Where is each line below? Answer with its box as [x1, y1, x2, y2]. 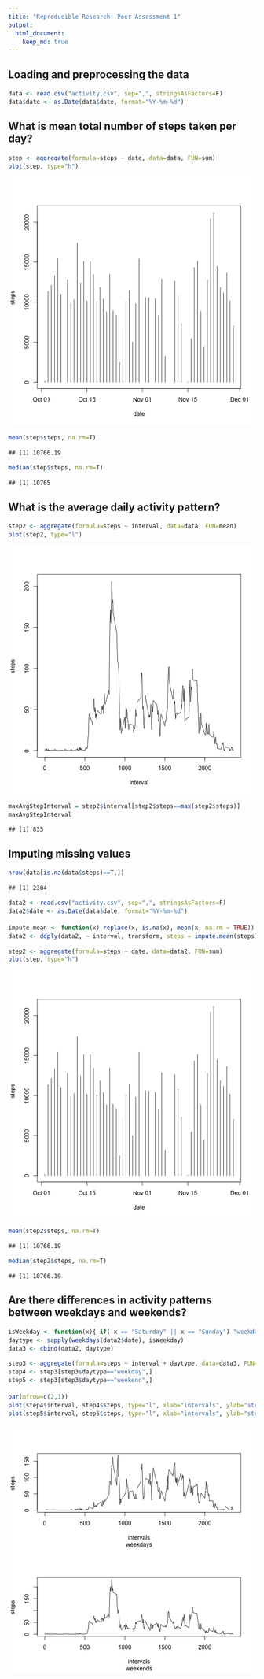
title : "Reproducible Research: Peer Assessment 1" [8, 13, 181, 20]
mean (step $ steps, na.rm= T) [8, 434, 97, 442]
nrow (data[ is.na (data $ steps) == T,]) [8, 869, 125, 877]
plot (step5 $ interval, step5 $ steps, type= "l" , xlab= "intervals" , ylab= [8, 1410, 244, 1418]
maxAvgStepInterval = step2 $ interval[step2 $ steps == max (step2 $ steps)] [8, 802, 241, 810]
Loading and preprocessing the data [8, 68, 189, 81]
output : [8, 20, 34, 29]
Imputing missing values [8, 847, 131, 860]
